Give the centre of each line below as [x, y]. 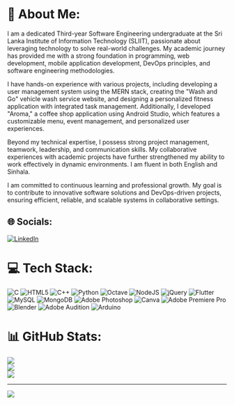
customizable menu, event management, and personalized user [99, 121]
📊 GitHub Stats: [55, 336]
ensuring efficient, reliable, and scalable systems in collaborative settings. [113, 200]
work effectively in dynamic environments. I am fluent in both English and [112, 164]
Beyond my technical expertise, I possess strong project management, [108, 142]
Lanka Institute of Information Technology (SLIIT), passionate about [104, 40]
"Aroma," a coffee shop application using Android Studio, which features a [114, 114]
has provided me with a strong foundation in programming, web [99, 56]
